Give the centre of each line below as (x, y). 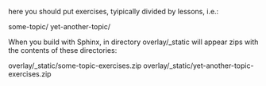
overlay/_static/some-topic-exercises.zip (75, 65)
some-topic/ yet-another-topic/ (60, 26)
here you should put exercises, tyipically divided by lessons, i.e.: (114, 11)
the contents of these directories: (63, 50)
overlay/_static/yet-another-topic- (199, 65)
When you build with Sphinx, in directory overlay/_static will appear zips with (133, 42)
